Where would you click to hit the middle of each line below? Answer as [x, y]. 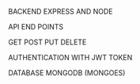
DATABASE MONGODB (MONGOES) [67, 73]
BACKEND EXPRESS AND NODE [61, 11]
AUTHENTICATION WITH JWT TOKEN [70, 57]
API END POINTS [36, 27]
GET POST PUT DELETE [47, 42]
